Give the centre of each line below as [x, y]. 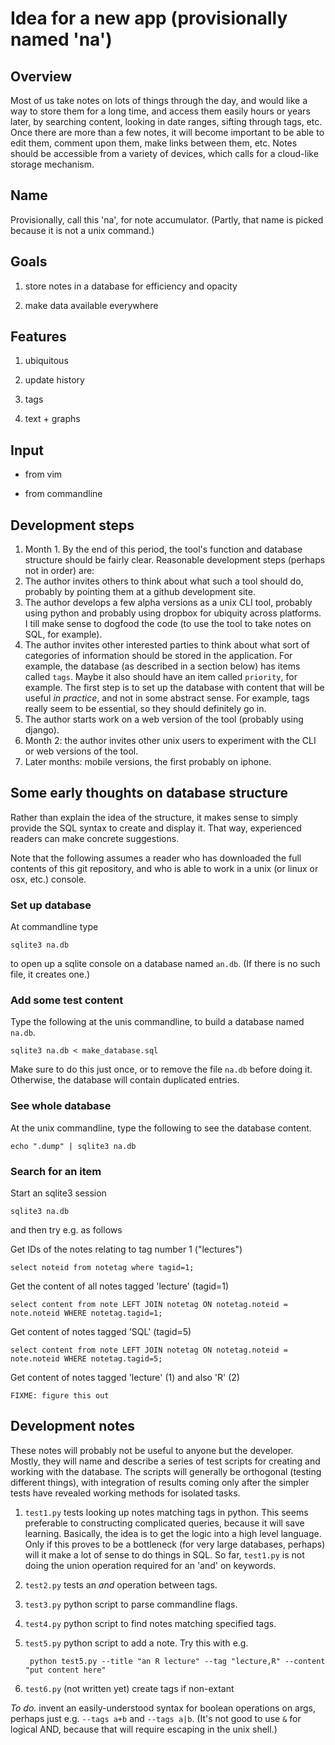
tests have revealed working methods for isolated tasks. [125, 1493]
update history [54, 380]
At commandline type [54, 927]
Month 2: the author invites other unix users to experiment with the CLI [170, 741]
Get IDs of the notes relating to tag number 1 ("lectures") [126, 1249]
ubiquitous [46, 361]
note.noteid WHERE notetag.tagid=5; [86, 1359]
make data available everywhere [91, 305]
